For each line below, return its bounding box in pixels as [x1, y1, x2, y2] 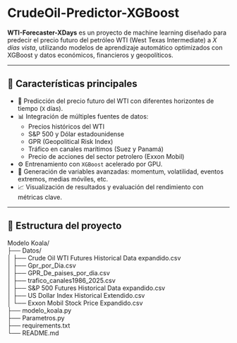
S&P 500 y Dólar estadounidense [28, 129, 125, 138]
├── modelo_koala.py [7, 306, 72, 315]
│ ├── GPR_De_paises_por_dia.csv [7, 268, 111, 277]
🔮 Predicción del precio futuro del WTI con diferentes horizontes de [17, 97, 214, 105]
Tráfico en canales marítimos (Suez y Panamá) [28, 145, 164, 153]
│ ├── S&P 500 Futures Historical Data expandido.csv [7, 284, 166, 292]
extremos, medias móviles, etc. [17, 174, 109, 183]
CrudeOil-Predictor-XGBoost [7, 5, 180, 21]
